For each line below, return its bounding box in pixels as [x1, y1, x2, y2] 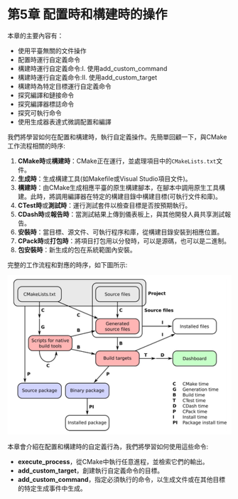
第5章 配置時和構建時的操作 [7, 6, 168, 23]
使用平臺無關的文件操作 [17, 46, 87, 55]
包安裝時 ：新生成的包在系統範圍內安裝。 [17, 245, 136, 254]
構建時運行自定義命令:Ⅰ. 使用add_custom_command [17, 64, 168, 73]
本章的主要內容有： [7, 31, 64, 40]
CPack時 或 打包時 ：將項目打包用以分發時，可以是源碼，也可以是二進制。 [17, 236, 231, 245]
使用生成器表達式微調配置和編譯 [17, 117, 112, 126]
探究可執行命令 [17, 108, 62, 117]
